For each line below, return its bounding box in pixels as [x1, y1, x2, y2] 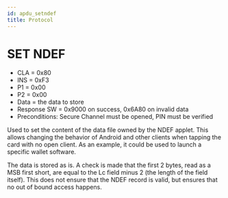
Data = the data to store [16, 98, 84, 107]
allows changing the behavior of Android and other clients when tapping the [7, 133, 221, 142]
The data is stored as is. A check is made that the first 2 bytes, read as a [7, 161, 211, 169]
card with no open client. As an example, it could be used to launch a [7, 140, 202, 148]
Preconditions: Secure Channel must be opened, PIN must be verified [16, 113, 214, 121]
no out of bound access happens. [7, 183, 103, 191]
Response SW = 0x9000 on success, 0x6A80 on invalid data [16, 105, 189, 113]
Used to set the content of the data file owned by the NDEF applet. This [7, 126, 209, 134]
